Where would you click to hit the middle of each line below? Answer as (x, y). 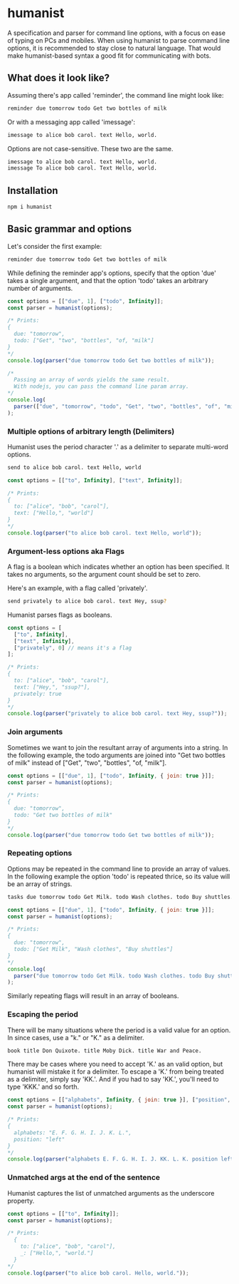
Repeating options (40, 853)
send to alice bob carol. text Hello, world (74, 467)
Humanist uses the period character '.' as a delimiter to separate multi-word (118, 446)
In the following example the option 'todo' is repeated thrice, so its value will (119, 876)
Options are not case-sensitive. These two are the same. (90, 148)
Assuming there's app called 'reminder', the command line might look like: (116, 95)
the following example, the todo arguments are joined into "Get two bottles (116, 755)
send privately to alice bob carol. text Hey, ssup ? (87, 601)
